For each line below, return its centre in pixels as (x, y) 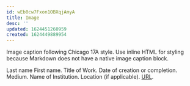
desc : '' (17, 23)
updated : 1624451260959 (37, 29)
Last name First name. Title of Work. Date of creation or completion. (92, 70)
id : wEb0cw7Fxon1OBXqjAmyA (41, 12)
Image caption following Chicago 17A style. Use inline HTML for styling (95, 52)
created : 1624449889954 (37, 35)
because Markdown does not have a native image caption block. (88, 59)
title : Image (23, 18)
